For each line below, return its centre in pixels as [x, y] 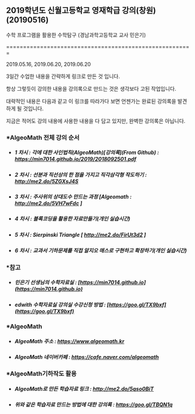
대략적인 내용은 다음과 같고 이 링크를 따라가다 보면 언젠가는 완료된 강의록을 [91, 101]
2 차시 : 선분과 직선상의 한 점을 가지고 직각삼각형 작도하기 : [81, 175]
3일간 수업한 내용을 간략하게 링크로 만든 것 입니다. [63, 76]
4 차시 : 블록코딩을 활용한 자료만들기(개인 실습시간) [72, 219]
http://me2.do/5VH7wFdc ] [48, 203]
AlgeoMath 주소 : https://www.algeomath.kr [69, 341]
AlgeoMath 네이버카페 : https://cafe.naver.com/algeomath [87, 357]
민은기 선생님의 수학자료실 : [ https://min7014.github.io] [80, 282]
